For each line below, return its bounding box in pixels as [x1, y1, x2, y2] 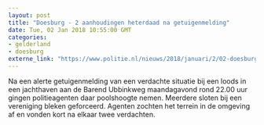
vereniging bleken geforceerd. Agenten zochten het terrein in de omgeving [8, 101, 250, 110]
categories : [8, 33, 47, 41]
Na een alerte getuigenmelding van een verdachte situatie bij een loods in [8, 76, 247, 86]
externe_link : [8, 55, 55, 63]
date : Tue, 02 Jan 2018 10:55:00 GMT [8, 26, 132, 34]
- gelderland [8, 41, 51, 48]
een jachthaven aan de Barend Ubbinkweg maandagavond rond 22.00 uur [8, 84, 248, 94]
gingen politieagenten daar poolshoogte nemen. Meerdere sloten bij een [8, 93, 242, 102]
